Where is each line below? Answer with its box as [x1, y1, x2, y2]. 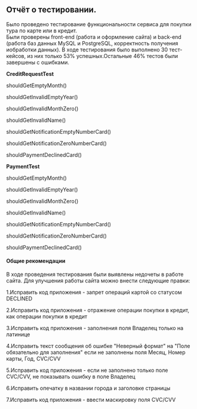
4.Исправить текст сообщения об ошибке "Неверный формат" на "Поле [6, 343, 190, 350]
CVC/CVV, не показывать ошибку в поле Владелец [6, 373, 136, 380]
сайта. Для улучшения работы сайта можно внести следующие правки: [6, 277, 190, 284]
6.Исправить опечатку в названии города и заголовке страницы [6, 385, 171, 392]
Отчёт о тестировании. [6, 5, 97, 15]
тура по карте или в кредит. [6, 27, 78, 34]
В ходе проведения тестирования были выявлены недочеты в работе [6, 271, 184, 278]
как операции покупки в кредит [6, 313, 88, 320]
